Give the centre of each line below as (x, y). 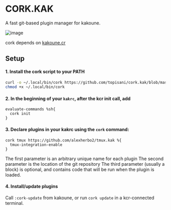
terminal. (15, 203)
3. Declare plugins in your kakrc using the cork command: (67, 130)
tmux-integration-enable (36, 145)
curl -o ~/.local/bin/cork (34, 82)
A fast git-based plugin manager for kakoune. (53, 23)
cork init (20, 114)
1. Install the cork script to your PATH (45, 71)
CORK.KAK (30, 9)
